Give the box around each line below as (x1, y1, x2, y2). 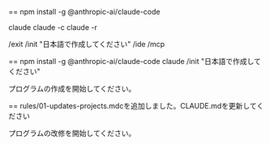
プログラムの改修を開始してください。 (8, 129, 136, 138)
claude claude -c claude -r (8, 23, 97, 32)
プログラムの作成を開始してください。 (8, 84, 136, 93)
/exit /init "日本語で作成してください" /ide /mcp (8, 40, 165, 49)
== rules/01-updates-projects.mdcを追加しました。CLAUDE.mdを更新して (8, 101, 257, 110)
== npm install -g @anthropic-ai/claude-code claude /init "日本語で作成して (8, 57, 262, 66)
